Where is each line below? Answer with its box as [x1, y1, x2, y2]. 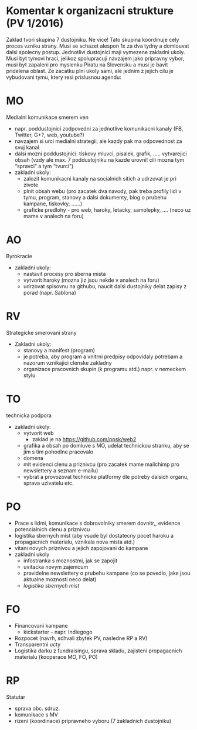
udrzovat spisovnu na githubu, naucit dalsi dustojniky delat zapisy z [23, 282, 187, 289]
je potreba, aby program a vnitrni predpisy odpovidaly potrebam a [23, 353, 183, 360]
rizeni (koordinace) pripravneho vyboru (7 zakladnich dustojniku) [14, 717, 172, 724]
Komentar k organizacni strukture [6, 4, 174, 18]
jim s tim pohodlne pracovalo [23, 448, 94, 455]
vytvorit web [23, 429, 54, 436]
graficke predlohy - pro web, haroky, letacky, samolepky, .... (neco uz [23, 206, 191, 213]
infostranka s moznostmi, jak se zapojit [23, 557, 118, 564]
